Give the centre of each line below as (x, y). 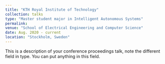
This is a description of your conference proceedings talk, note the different (83, 51)
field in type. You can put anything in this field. (53, 56)
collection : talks (24, 14)
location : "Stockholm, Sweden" (38, 37)
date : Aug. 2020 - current (33, 32)
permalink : (16, 23)
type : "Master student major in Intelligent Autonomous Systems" (74, 19)
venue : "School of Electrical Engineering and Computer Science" (74, 28)
